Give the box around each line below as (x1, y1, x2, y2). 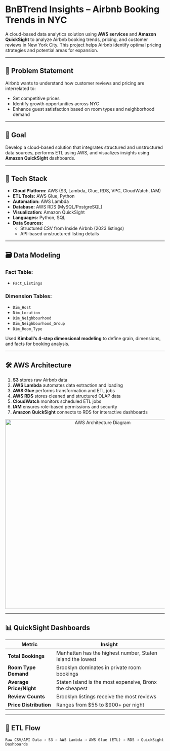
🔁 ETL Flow (5, 724, 40, 732)
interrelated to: (5, 85, 36, 92)
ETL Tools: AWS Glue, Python (12, 193, 75, 199)
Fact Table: (5, 268, 33, 275)
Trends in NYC (5, 14, 67, 26)
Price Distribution (8, 701, 52, 708)
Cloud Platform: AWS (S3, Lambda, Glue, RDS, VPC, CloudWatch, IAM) (12, 188, 161, 194)
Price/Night (8, 685, 36, 692)
